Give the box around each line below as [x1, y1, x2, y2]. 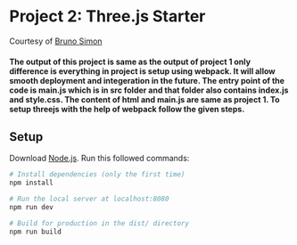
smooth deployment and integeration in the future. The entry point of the [9, 75, 285, 86]
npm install [9, 178, 54, 188]
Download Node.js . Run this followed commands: [9, 153, 190, 164]
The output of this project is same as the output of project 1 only [9, 56, 252, 67]
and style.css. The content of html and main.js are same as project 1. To [9, 94, 280, 104]
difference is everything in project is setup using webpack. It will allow [9, 65, 276, 77]
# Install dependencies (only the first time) [9, 170, 186, 179]
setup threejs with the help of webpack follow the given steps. [9, 103, 245, 114]
